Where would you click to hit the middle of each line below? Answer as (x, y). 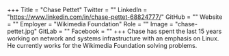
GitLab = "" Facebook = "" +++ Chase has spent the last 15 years (130, 31)
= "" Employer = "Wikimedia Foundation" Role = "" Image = (90, 24)
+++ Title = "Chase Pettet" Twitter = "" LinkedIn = (77, 10)
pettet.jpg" (22, 31)
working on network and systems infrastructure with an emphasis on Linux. (113, 38)
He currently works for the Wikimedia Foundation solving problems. (102, 46)
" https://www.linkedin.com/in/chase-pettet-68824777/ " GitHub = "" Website (115, 17)
